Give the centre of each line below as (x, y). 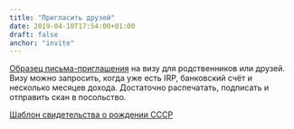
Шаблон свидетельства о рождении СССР (91, 115)
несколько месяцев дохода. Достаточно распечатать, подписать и (139, 88)
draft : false (34, 34)
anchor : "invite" (42, 43)
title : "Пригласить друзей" (62, 18)
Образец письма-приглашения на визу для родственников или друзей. (147, 69)
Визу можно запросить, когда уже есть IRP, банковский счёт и (131, 78)
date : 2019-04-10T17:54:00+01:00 (72, 26)
